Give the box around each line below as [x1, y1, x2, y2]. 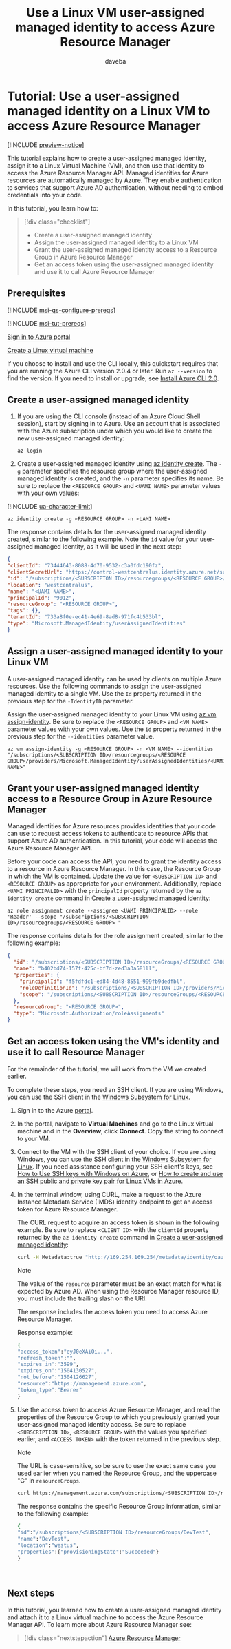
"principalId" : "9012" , [7, 594, 76, 601]
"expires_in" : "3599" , [16, 1361, 79, 1368]
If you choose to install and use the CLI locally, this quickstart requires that [7, 359, 219, 367]
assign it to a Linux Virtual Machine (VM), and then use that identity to [7, 161, 205, 170]
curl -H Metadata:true [16, 1253, 82, 1260]
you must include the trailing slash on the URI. [16, 1294, 148, 1302]
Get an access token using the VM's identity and [7, 1035, 219, 1047]
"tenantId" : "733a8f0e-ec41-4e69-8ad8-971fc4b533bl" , [7, 614, 165, 621]
